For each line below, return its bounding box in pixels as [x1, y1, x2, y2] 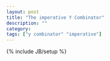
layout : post [6, 8, 40, 15]
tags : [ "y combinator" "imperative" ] [6, 31, 102, 37]
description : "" [6, 20, 47, 26]
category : [6, 25, 32, 32]
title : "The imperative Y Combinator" [6, 14, 105, 21]
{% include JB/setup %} [6, 48, 67, 55]
